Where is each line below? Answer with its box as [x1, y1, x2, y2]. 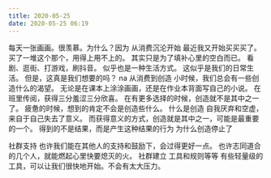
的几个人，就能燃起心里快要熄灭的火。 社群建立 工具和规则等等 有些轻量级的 [8, 150, 264, 160]
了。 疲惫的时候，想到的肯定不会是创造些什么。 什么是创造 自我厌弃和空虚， [8, 103, 264, 113]
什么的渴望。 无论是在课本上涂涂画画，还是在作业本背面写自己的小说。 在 [15, 83, 261, 93]
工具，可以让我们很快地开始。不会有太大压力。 [8, 161, 165, 171]
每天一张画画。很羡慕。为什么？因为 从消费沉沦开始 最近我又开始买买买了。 [8, 42, 261, 53]
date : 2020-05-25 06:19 [8, 19, 89, 28]
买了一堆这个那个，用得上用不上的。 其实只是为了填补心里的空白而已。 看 [8, 53, 254, 62]
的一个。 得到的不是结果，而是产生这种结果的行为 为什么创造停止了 [8, 123, 233, 133]
